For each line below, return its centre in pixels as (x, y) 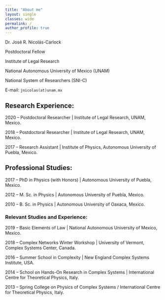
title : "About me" (24, 10)
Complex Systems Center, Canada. (41, 248)
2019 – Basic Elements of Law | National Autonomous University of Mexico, (81, 228)
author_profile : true (27, 28)
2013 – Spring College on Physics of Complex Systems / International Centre (83, 287)
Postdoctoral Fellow (25, 52)
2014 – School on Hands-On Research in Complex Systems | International (80, 272)
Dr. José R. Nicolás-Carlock (33, 42)
